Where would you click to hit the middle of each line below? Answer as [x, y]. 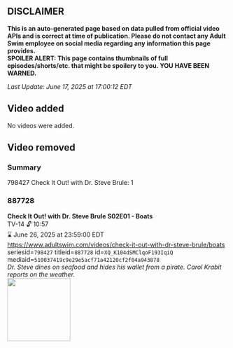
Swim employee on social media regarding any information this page [109, 43]
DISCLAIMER [36, 12]
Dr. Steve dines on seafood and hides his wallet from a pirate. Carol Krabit [114, 267]
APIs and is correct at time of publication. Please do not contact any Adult [116, 36]
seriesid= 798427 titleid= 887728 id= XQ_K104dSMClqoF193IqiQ [90, 252]
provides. [22, 50]
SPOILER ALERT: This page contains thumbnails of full [87, 58]
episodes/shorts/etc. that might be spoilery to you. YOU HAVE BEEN [108, 65]
